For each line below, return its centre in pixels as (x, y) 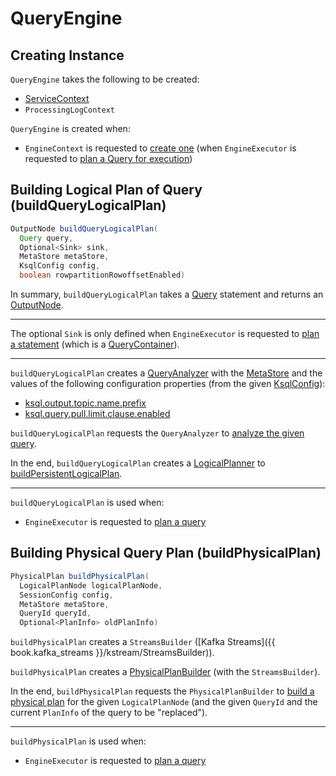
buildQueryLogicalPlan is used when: (87, 503)
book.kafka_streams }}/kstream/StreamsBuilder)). (112, 653)
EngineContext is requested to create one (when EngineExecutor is (160, 148)
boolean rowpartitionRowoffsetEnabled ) (102, 275)
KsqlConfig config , (60, 266)
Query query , (46, 238)
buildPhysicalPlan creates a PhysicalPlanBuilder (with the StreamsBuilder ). (165, 672)
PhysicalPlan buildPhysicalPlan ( (80, 576)
